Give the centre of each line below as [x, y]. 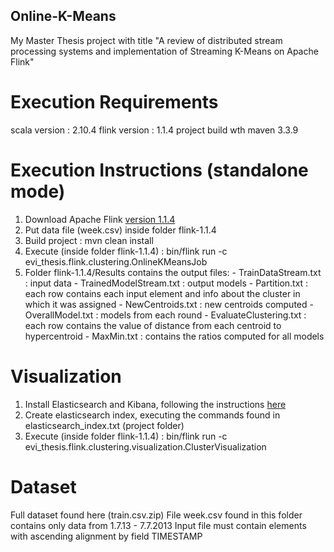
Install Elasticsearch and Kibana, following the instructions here [155, 404]
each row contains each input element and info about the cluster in [162, 293]
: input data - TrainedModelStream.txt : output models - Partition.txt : [166, 283]
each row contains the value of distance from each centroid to [153, 325]
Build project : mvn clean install [89, 240]
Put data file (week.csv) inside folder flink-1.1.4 [120, 230]
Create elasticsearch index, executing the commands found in [152, 415]
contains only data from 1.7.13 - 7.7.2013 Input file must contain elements [158, 525]
